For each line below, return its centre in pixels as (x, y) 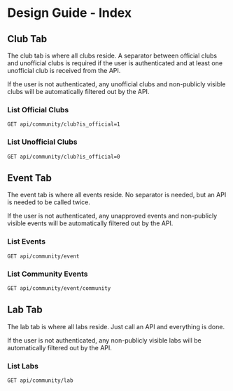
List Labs (23, 366)
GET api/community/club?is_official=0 (64, 157)
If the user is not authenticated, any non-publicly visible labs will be (104, 340)
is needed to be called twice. (49, 202)
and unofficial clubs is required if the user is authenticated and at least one (115, 63)
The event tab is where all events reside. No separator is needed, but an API (117, 195)
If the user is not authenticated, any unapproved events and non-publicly (112, 216)
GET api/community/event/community (59, 289)
